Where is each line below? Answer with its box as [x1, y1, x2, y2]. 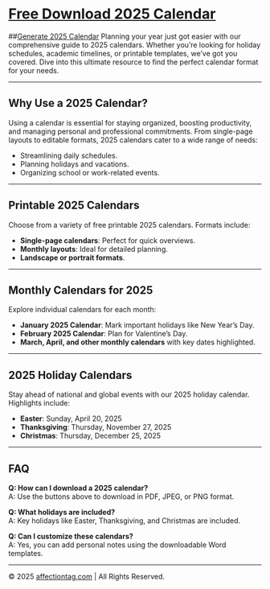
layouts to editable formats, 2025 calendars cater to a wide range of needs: [8, 134, 259, 145]
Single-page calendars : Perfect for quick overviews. [19, 235, 196, 245]
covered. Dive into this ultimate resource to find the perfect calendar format [8, 57, 259, 67]
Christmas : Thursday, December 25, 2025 [19, 431, 162, 441]
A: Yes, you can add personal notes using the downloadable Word [8, 540, 227, 550]
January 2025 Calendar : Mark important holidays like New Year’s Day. [19, 320, 255, 330]
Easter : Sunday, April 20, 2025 [19, 414, 122, 423]
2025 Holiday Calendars [8, 368, 133, 382]
